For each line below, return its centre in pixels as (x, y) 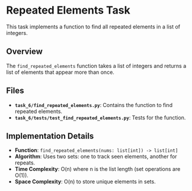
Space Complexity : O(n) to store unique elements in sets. (85, 182)
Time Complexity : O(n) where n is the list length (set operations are (97, 169)
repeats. (25, 163)
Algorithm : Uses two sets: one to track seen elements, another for (96, 157)
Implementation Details (50, 136)
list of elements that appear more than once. (60, 72)
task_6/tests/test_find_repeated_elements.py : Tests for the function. (100, 117)
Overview (25, 52)
